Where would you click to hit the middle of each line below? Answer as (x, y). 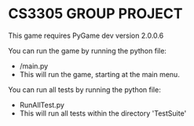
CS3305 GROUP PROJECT (95, 14)
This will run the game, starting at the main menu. (100, 74)
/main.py (34, 66)
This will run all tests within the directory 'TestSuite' (103, 113)
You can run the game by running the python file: (88, 50)
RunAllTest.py (42, 105)
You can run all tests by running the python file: (84, 89)
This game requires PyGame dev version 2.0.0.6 (86, 35)
